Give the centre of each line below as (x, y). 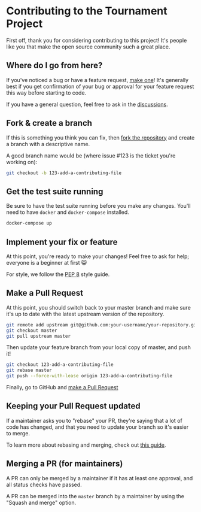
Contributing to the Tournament (87, 11)
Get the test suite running (55, 191)
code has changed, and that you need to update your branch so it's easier (98, 427)
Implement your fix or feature (62, 242)
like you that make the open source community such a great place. (88, 47)
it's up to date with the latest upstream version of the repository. (85, 314)
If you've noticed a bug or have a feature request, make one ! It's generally (98, 80)
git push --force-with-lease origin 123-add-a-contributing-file (89, 376)
